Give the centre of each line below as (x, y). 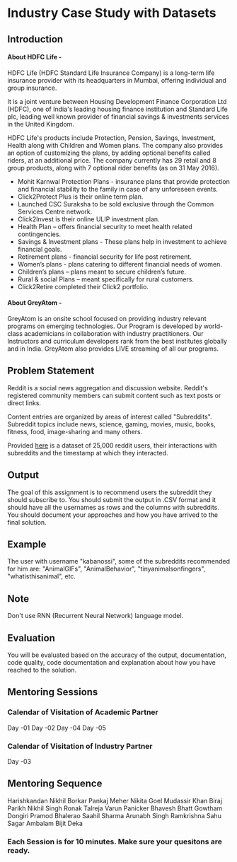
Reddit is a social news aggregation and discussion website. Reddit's (108, 388)
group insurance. (32, 88)
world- (213, 326)
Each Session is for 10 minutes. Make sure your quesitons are (115, 841)
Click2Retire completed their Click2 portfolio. (83, 286)
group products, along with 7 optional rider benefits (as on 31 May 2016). (113, 168)
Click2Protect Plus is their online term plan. (80, 197)
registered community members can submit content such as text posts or (114, 395)
